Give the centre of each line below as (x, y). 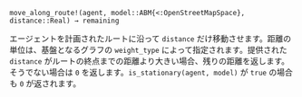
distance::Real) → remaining (64, 21)
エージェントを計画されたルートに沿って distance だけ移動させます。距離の (151, 39)
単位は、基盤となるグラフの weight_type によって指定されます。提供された (148, 50)
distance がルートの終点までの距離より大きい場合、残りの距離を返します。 (150, 61)
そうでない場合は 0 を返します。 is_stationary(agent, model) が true (138, 72)
